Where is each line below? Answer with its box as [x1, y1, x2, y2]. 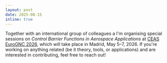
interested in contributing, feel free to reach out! [5, 52, 106, 58]
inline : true [5, 17, 33, 22]
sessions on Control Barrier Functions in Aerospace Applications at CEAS [5, 36, 159, 42]
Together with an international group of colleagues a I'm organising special [5, 31, 162, 37]
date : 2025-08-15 [5, 12, 42, 17]
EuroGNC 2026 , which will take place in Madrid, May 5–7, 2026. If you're [5, 41, 157, 47]
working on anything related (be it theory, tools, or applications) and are [5, 46, 156, 53]
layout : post [5, 7, 33, 13]
